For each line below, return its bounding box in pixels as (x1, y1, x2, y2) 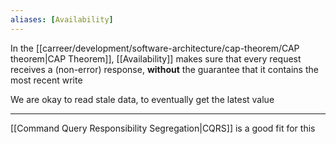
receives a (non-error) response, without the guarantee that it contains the (10, 63, 319, 75)
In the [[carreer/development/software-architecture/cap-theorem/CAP (10, 42, 300, 54)
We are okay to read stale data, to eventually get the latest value (10, 93, 275, 105)
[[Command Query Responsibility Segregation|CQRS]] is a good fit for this (10, 122, 316, 134)
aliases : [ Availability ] (10, 14, 114, 25)
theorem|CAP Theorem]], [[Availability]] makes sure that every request (10, 52, 302, 65)
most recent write (10, 74, 83, 86)
